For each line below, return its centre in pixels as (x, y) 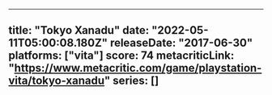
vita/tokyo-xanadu (57, 81)
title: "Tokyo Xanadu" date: (79, 30)
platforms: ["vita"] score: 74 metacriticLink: (121, 56)
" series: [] (132, 81)
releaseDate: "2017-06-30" (181, 43)
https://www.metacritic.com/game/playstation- (138, 68)
